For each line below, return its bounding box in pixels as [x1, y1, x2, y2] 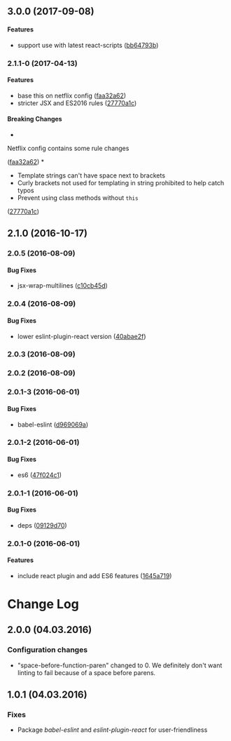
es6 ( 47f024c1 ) [17, 470, 62, 479]
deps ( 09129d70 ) [17, 521, 68, 529]
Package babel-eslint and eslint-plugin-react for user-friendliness [17, 726, 208, 734]
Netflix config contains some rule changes [7, 144, 129, 152]
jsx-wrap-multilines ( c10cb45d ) [17, 281, 108, 290]
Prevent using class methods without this [17, 193, 139, 202]
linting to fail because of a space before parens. [17, 668, 156, 676]
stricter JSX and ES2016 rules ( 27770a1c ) [17, 98, 137, 107]
